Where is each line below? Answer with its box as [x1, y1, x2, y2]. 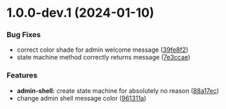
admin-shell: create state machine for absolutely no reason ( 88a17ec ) [16, 86, 219, 95]
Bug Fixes [6, 30, 41, 40]
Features [6, 71, 38, 80]
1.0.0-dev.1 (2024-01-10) [6, 5, 155, 21]
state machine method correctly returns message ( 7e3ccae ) [16, 53, 191, 61]
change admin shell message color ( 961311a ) [16, 94, 147, 102]
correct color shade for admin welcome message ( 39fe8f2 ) [16, 45, 189, 54]
